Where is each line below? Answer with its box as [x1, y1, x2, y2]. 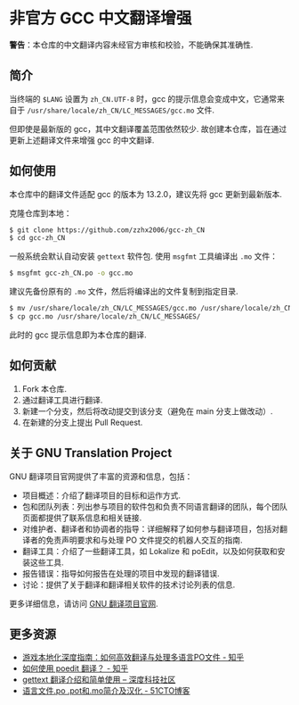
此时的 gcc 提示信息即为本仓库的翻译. [9, 329, 147, 340]
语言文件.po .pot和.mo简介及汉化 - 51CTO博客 [21, 685, 190, 696]
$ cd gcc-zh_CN [9, 234, 66, 243]
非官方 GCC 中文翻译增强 [9, 8, 192, 29]
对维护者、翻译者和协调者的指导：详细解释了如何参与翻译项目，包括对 [21, 523, 280, 534]
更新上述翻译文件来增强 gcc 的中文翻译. [9, 135, 155, 145]
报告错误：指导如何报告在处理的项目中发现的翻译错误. [21, 568, 220, 578]
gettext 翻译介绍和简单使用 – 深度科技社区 [21, 675, 176, 685]
